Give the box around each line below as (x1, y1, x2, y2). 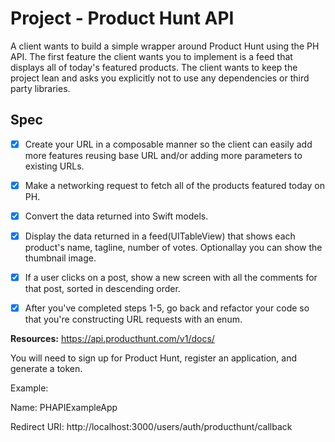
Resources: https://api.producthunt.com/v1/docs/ (10, 333, 215, 345)
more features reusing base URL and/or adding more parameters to (24, 149, 303, 161)
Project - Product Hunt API (10, 7, 235, 30)
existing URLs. (24, 160, 85, 172)
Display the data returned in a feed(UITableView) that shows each (24, 230, 296, 242)
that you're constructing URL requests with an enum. (24, 313, 243, 326)
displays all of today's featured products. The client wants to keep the (10, 61, 298, 73)
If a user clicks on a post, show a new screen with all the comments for (24, 272, 318, 283)
